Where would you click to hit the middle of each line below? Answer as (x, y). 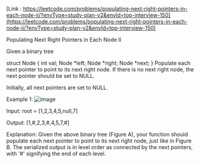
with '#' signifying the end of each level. (56, 154)
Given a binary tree (30, 51)
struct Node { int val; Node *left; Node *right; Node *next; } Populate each (98, 63)
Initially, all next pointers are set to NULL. (57, 88)
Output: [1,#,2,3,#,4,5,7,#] (38, 123)
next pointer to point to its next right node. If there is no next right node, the (100, 69)
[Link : (14, 9)
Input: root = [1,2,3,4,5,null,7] (42, 111)
